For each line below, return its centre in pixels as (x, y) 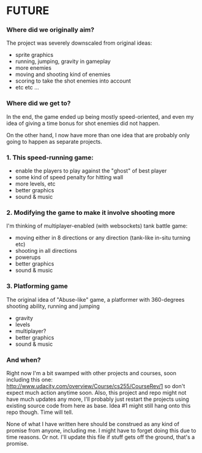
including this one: (30, 380)
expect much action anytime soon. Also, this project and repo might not (96, 392)
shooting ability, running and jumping (53, 306)
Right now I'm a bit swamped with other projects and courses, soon (91, 373)
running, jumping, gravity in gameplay (63, 61)
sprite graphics (34, 55)
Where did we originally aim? (50, 30)
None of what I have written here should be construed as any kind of (93, 424)
